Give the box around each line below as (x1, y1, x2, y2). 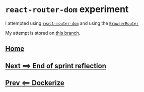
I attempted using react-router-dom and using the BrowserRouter (5, 20, 139, 26)
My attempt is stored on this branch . (5, 30, 81, 36)
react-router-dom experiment (5, 4, 129, 15)
